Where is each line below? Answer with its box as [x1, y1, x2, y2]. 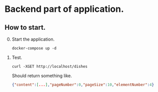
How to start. [4, 23, 46, 32]
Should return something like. [11, 73, 72, 79]
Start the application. [11, 36, 55, 42]
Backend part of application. [4, 3, 124, 15]
